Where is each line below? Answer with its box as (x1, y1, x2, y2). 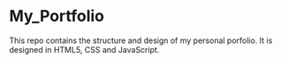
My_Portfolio (9, 6, 104, 26)
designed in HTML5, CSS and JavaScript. (9, 44, 160, 54)
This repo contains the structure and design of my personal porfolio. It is (9, 35, 273, 46)
